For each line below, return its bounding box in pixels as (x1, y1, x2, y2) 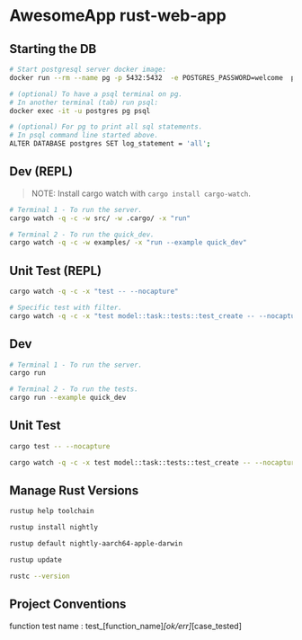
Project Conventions (9, 597, 127, 612)
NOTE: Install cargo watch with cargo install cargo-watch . (31, 188, 252, 199)
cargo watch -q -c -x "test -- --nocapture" (9, 287, 179, 297)
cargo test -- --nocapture (9, 441, 111, 450)
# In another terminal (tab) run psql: (9, 98, 159, 107)
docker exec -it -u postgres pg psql (9, 106, 151, 115)
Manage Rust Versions (9, 483, 139, 499)
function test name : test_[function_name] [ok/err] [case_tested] (9, 620, 243, 631)
